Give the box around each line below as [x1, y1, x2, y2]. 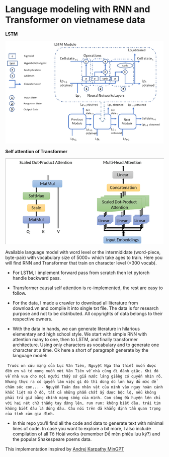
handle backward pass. [12, 275, 61, 281]
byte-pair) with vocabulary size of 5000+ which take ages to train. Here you [5, 254, 162, 260]
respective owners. [12, 316, 53, 322]
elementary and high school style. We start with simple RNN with [12, 331, 147, 337]
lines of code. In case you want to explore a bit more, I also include [12, 425, 151, 431]
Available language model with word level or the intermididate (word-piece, [5, 249, 161, 255]
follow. [12, 290, 27, 296]
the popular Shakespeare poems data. [12, 436, 92, 442]
